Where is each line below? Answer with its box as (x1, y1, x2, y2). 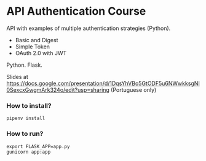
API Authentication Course (6, 4, 146, 18)
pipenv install (6, 115, 46, 122)
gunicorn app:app (6, 149, 51, 155)
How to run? (6, 130, 44, 138)
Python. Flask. (6, 61, 43, 69)
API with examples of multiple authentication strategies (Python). (6, 24, 171, 32)
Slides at (6, 73, 29, 80)
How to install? (6, 101, 52, 110)
